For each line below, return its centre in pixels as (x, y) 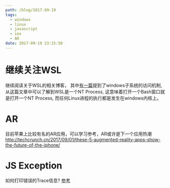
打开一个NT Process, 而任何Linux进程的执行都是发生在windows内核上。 (85, 98)
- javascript (24, 29)
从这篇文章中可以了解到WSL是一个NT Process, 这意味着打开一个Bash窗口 (83, 91)
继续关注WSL (34, 70)
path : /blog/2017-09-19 (31, 10)
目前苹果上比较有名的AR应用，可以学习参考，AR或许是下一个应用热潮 (79, 134)
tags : (11, 15)
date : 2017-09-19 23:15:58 (34, 43)
